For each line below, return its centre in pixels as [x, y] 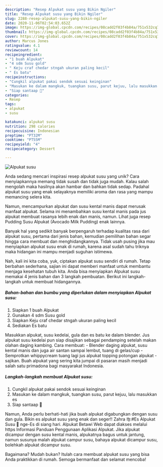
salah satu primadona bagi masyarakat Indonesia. [55, 366]
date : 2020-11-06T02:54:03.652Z [38, 23]
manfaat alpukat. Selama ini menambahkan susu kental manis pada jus [76, 211]
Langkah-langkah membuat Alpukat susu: [49, 377]
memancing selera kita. [28, 197]
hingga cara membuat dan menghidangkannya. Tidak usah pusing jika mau [80, 241]
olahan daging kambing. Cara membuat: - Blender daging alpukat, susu [76, 345]
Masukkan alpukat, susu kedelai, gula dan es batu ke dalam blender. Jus [77, 335]
